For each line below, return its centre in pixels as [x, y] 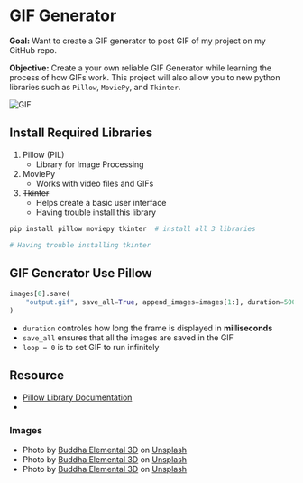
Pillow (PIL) [43, 154]
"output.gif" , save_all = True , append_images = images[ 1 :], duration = [155, 302]
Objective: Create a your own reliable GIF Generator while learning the [141, 68]
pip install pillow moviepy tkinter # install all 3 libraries [133, 228]
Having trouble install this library [96, 212]
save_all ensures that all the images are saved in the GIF [128, 337]
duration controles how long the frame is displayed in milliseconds [147, 328]
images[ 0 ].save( [40, 294]
